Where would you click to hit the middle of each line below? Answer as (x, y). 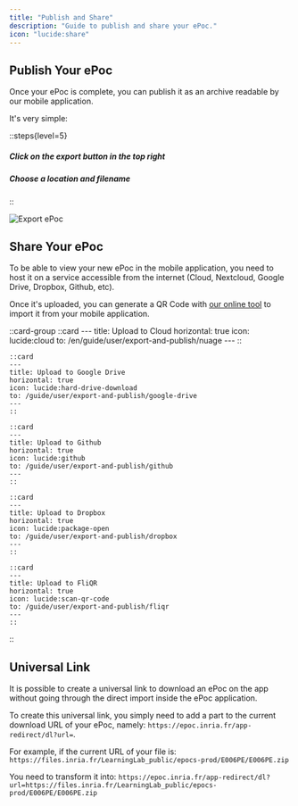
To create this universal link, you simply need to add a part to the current (143, 716)
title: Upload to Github (55, 443)
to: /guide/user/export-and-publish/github (91, 466)
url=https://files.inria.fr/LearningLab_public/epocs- (113, 785)
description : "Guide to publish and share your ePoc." (113, 26)
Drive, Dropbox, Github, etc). (62, 287)
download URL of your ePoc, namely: (78, 725)
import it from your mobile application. (79, 314)
